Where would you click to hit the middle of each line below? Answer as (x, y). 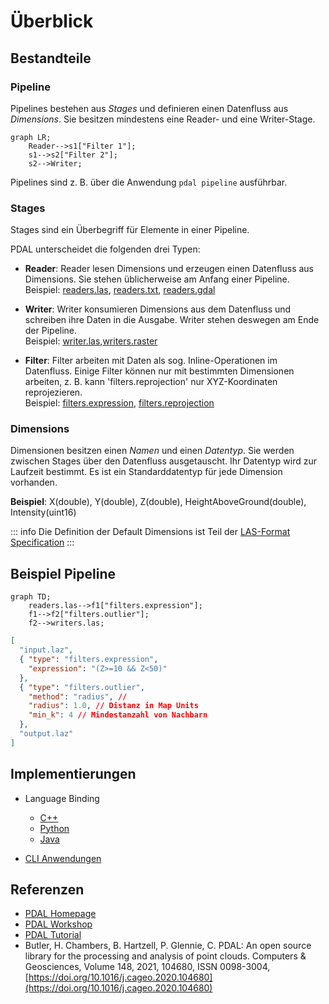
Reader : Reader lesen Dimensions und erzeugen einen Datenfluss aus (169, 269)
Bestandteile (51, 58)
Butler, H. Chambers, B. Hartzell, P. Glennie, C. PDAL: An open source (168, 946)
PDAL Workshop (58, 924)
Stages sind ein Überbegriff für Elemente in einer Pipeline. (130, 230)
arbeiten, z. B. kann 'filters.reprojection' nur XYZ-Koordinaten (151, 382)
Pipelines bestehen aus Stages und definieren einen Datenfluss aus (149, 108)
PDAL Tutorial (53, 935)
